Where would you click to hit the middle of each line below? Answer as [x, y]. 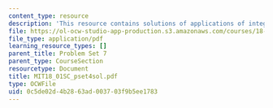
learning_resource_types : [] [58, 46]
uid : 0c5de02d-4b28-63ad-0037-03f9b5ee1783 [83, 91]
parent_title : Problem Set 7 [58, 54]
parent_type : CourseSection [56, 62]
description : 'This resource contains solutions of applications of [127, 24]
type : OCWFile [32, 84]
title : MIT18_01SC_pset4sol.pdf [63, 76]
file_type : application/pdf [56, 39]
